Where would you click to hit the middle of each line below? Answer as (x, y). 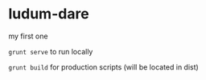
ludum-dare (49, 14)
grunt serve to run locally (51, 51)
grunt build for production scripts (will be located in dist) (103, 67)
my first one (28, 36)
